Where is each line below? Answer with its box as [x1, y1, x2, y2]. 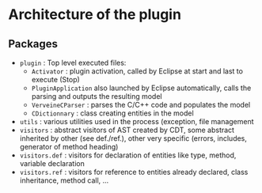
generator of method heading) [19, 142, 119, 151]
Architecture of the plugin [8, 6, 182, 24]
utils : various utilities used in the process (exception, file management [19, 117, 255, 126]
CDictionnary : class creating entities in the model [31, 108, 194, 118]
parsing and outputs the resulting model [31, 92, 162, 100]
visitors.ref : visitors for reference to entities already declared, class [19, 168, 249, 176]
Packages [8, 37, 58, 51]
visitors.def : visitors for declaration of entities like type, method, [19, 150, 237, 160]
